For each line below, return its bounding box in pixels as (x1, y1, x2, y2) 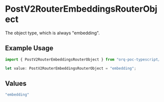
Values (5, 79, 27, 87)
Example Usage (5, 44, 54, 52)
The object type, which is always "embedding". (5, 30, 100, 36)
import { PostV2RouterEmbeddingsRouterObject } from (5, 57, 115, 62)
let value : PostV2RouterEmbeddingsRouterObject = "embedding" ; (5, 66, 137, 71)
